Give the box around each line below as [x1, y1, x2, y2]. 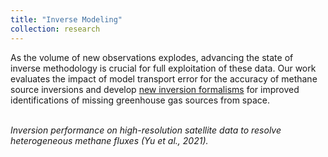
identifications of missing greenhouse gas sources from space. [10, 94, 271, 106]
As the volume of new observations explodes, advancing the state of [10, 51, 294, 63]
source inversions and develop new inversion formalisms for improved [10, 83, 300, 95]
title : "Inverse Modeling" [10, 14, 123, 25]
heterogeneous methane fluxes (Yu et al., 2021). [10, 134, 209, 146]
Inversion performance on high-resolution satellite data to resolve [10, 124, 282, 136]
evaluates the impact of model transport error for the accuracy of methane [10, 72, 318, 85]
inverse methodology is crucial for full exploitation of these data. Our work [10, 62, 317, 74]
